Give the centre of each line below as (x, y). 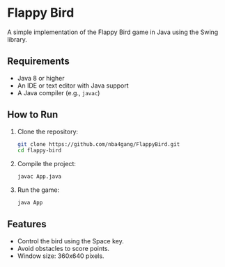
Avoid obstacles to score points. (63, 248)
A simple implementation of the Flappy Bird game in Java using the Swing (113, 32)
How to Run (33, 115)
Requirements (38, 62)
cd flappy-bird (39, 151)
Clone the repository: (48, 131)
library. (17, 39)
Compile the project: (47, 164)
